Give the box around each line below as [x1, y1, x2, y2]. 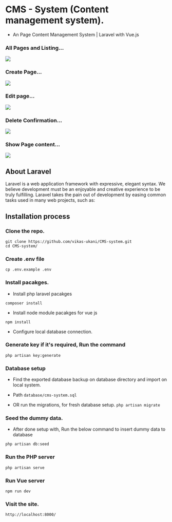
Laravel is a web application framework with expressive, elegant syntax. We [5, 181, 166, 187]
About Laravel [5, 167, 51, 176]
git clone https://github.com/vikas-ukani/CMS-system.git [5, 239, 132, 244]
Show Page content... [5, 141, 61, 148]
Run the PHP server [5, 453, 55, 460]
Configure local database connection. [12, 328, 93, 335]
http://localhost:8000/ [5, 512, 56, 517]
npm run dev [5, 489, 31, 494]
